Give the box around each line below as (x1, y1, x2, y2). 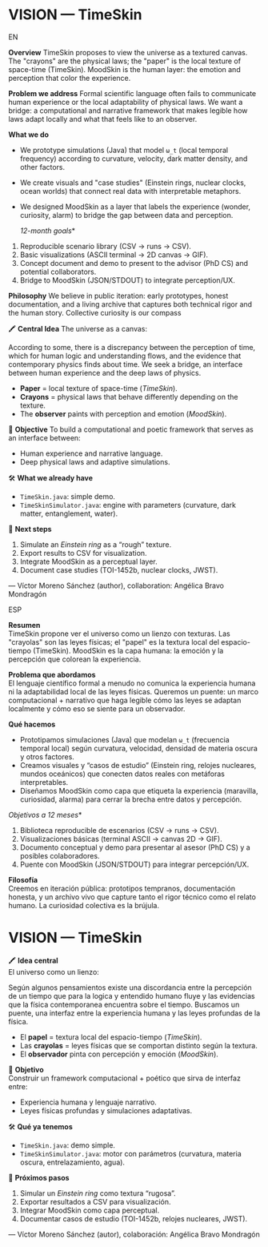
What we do (8, 130, 50, 139)
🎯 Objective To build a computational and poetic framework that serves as (8, 424, 254, 434)
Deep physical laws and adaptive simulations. (19, 457, 170, 466)
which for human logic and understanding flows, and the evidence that (8, 351, 242, 360)
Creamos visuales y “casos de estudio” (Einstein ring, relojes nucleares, (19, 760, 257, 770)
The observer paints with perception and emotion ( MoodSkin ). (19, 408, 227, 418)
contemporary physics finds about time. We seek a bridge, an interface (8, 359, 243, 369)
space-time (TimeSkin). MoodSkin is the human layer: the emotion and (8, 64, 242, 74)
